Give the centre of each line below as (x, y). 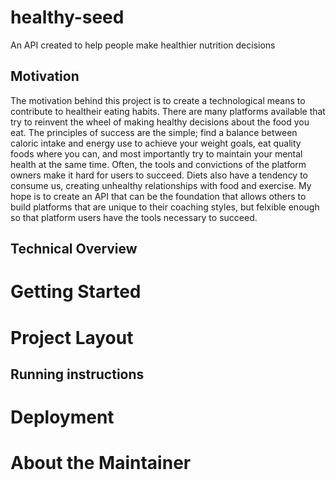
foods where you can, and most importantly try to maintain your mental (156, 153)
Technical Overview (74, 249)
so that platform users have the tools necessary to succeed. (134, 217)
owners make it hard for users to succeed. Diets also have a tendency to (159, 175)
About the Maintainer (101, 463)
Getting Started (76, 292)
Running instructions (77, 374)
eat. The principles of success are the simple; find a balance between (154, 132)
